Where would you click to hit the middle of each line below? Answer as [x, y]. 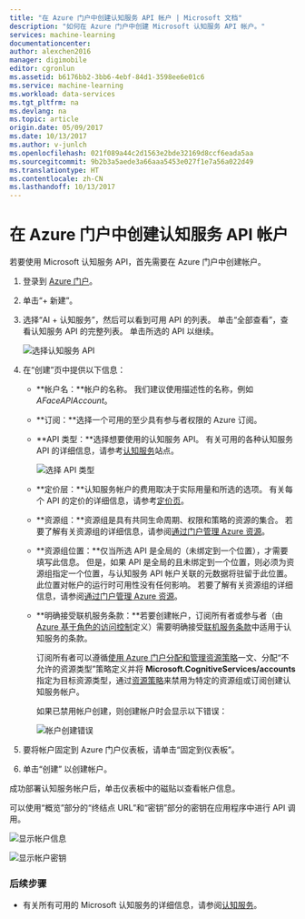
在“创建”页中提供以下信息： [74, 370]
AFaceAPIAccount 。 [74, 400]
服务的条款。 [68, 639]
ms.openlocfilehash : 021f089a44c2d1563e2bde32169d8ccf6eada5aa [132, 153]
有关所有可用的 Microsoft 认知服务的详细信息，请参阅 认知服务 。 [142, 905]
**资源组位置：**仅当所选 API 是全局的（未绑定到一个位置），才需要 [162, 550]
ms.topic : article [44, 119]
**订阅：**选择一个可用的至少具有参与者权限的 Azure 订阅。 [149, 420]
